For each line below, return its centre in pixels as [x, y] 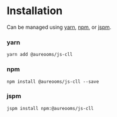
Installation [35, 11]
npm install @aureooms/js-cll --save [53, 81]
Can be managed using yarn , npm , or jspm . [59, 27]
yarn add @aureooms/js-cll [40, 55]
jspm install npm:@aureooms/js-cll [50, 108]
